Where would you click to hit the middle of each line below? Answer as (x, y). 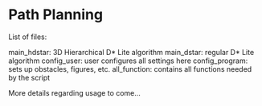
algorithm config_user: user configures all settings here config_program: (128, 61)
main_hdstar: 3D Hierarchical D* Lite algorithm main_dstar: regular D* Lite (131, 52)
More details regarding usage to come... (74, 92)
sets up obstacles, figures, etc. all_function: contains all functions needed (130, 69)
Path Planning (55, 15)
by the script (29, 77)
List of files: (28, 37)
